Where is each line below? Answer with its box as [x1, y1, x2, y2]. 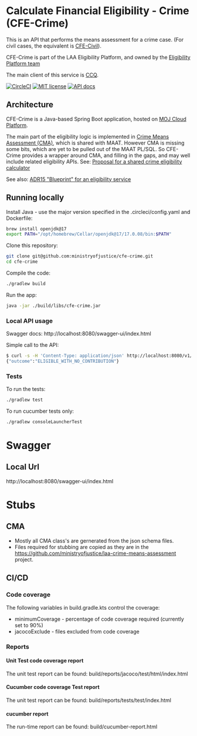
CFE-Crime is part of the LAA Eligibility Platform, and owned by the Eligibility [6, 53, 191, 61]
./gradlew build [6, 281, 46, 287]
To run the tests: [6, 386, 46, 393]
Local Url [6, 462, 40, 472]
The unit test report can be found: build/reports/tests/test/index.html [6, 697, 172, 704]
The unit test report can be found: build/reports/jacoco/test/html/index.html [6, 670, 189, 677]
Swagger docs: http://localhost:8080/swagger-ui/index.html [6, 330, 151, 337]
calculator [6, 164, 30, 171]
